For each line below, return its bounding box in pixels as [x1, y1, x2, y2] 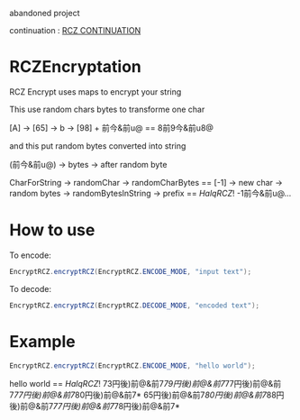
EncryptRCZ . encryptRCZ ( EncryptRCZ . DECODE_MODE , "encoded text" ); [9, 301, 259, 310]
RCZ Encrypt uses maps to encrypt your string [9, 86, 182, 97]
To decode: [9, 283, 52, 294]
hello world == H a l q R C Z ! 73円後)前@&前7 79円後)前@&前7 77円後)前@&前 [9, 379, 282, 389]
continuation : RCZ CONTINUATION [9, 25, 141, 35]
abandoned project [9, 8, 80, 18]
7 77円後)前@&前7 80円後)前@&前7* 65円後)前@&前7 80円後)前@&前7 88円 [9, 389, 285, 400]
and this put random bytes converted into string [9, 140, 186, 151]
